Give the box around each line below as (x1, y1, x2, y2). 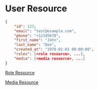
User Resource (5, 3, 67, 14)
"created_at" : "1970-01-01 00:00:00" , (14, 47, 94, 52)
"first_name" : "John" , (14, 38, 61, 43)
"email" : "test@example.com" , (14, 28, 77, 34)
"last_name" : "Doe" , (14, 43, 56, 47)
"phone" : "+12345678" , (14, 33, 61, 38)
